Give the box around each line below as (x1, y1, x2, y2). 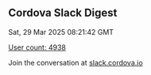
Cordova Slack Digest (8, 6, 118, 20)
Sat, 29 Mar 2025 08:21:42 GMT (8, 27, 114, 36)
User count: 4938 (8, 43, 66, 52)
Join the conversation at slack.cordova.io (8, 58, 143, 67)
